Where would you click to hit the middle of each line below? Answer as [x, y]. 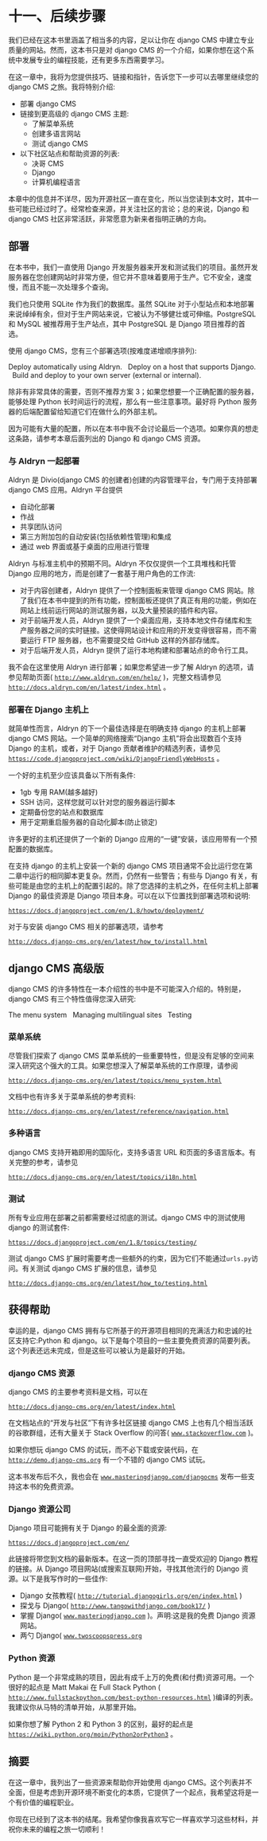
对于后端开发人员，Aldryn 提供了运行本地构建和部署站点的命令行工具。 [136, 650]
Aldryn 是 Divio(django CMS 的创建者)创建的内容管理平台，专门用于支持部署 [133, 480]
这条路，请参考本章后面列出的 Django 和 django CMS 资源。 [106, 438]
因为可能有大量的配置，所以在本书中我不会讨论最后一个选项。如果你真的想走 [133, 428]
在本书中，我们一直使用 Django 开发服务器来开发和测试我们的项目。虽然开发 [133, 267]
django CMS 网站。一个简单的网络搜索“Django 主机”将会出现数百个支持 [125, 739]
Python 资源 [32, 1658]
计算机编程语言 [56, 182]
